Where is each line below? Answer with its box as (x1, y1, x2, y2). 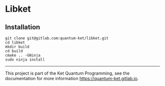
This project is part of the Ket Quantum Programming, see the (5, 70, 130, 76)
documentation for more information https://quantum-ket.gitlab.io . (5, 76, 139, 81)
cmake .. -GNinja (5, 53, 41, 58)
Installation (5, 23, 40, 31)
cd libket (5, 40, 26, 45)
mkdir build (5, 44, 29, 49)
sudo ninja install (5, 57, 45, 62)
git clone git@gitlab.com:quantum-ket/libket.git (5, 36, 109, 41)
